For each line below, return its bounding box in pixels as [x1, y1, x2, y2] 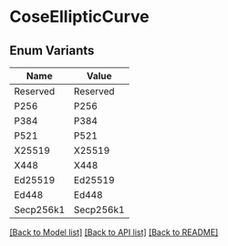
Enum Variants [9, 43, 95, 58]
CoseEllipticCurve [9, 6, 150, 27]
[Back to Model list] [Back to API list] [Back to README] [9, 227, 219, 238]
